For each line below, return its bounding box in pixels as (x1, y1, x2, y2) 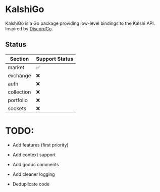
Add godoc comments (12, 161, 59, 167)
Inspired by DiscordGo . (5, 25, 53, 31)
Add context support (12, 152, 56, 158)
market (8, 64, 25, 71)
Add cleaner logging (12, 171, 55, 177)
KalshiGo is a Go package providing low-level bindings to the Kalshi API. (5, 20, 155, 26)
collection (8, 88, 31, 95)
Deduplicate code (12, 181, 49, 187)
